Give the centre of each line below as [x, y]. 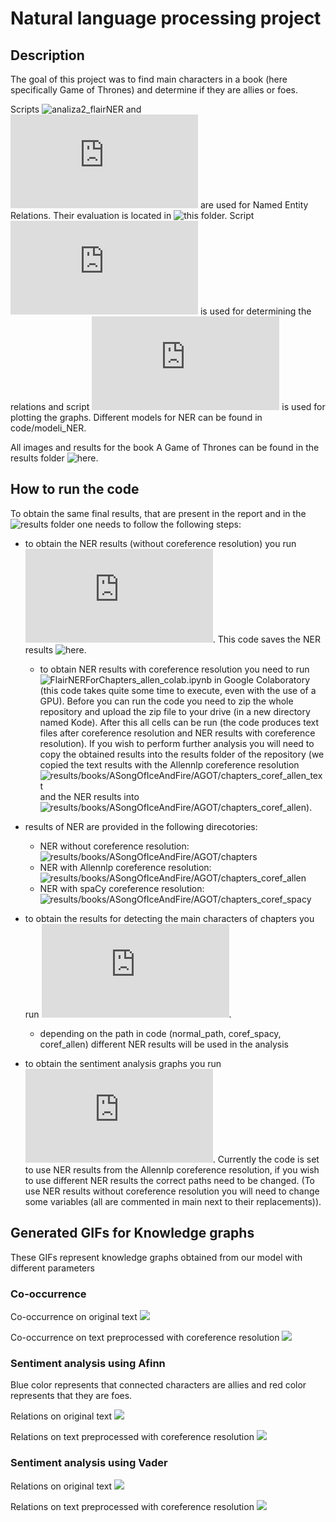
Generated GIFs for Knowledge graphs [132, 1233]
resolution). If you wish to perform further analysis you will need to [177, 743]
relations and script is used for [168, 406]
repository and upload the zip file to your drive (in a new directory [175, 711]
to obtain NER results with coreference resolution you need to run [174, 669]
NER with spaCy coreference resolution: [122, 888]
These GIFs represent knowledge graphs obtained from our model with [156, 1257]
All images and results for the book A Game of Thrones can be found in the [165, 447]
